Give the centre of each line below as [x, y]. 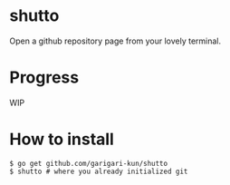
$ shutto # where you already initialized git [99, 171]
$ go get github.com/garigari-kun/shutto [89, 163]
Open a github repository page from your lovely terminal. [115, 41]
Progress [44, 78]
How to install [62, 139]
